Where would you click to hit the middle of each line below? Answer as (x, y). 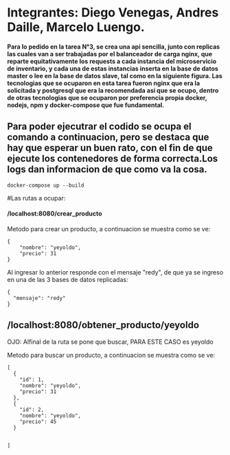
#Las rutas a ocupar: (36, 198)
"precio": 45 (38, 421)
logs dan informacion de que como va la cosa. (107, 170)
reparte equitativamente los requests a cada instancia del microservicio (112, 61)
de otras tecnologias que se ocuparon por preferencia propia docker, (107, 97)
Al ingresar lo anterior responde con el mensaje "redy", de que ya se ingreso (115, 272)
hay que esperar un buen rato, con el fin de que (110, 148)
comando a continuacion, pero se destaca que (108, 138)
